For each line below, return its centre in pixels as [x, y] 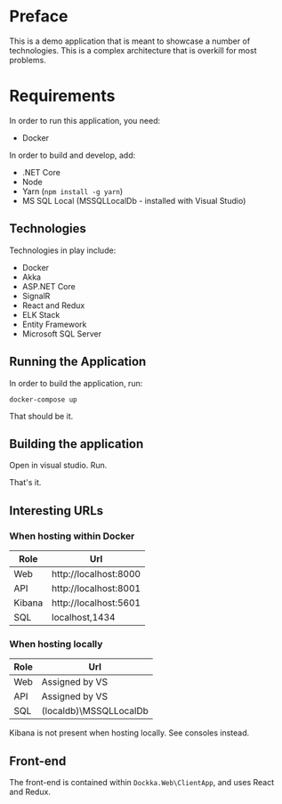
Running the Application [78, 362]
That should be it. [41, 416]
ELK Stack [41, 314]
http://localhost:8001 [96, 588]
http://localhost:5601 [96, 603]
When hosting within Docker [72, 536]
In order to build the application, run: [76, 383]
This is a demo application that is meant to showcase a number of [130, 41]
